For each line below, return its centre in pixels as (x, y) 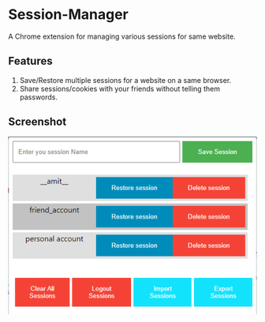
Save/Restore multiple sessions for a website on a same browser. (125, 80)
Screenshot (37, 122)
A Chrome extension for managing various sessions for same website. (122, 36)
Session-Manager (68, 15)
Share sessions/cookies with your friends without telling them (120, 88)
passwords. (38, 97)
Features (30, 61)
